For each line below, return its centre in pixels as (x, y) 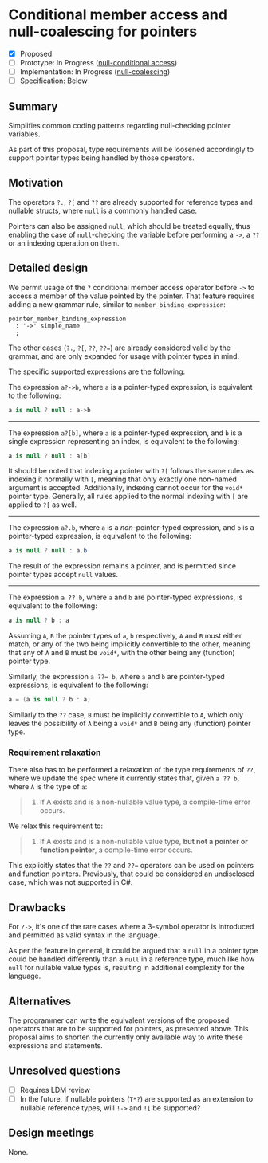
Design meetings (51, 1133)
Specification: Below (53, 81)
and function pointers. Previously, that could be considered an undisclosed (131, 874)
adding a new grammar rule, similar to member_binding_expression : (117, 304)
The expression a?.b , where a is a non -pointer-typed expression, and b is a (131, 528)
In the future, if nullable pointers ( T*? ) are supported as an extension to (136, 1098)
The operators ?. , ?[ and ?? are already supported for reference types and (130, 202)
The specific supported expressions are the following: (97, 371)
